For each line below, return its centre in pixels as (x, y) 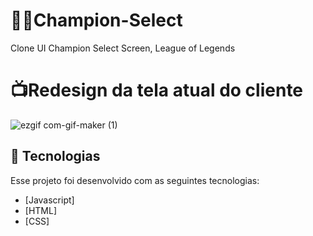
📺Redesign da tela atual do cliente (157, 90)
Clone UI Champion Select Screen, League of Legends (123, 48)
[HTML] (41, 210)
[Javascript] (49, 200)
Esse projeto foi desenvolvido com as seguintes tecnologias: (135, 180)
